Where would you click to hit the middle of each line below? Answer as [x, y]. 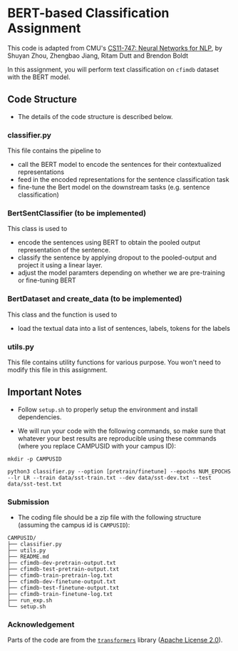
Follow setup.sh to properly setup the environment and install [108, 409]
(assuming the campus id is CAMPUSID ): [74, 525]
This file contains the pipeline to [54, 150]
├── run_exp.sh [30, 600]
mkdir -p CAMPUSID [35, 459]
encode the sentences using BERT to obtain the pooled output [109, 242]
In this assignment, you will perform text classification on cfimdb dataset [113, 69]
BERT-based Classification [88, 13]
